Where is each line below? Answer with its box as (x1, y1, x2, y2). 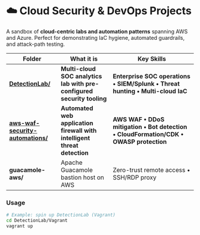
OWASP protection (112, 137, 167, 146)
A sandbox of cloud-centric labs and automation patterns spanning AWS (6, 27, 188, 35)
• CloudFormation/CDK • (112, 130, 184, 138)
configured (60, 87, 93, 95)
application (60, 119, 93, 127)
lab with (60, 79, 85, 87)
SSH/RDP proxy (112, 173, 157, 181)
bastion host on (60, 173, 104, 181)
